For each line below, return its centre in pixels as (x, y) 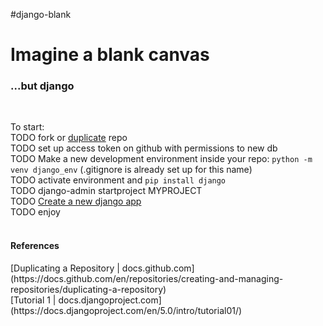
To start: (27, 127)
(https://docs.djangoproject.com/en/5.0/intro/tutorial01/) (126, 310)
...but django (42, 86)
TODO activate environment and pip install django (118, 180)
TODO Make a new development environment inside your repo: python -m (161, 159)
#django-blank (41, 14)
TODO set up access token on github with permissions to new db (144, 148)
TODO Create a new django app (76, 201)
